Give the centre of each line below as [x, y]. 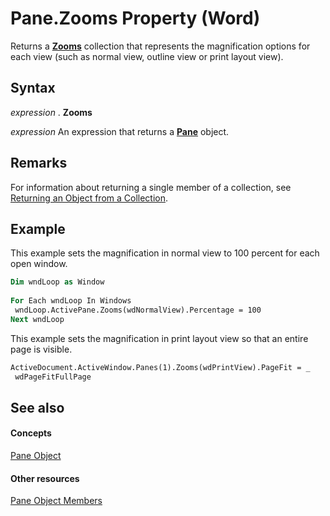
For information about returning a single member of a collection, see [151, 187]
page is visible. [41, 349]
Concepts [31, 433]
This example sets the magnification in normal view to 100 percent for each [165, 253]
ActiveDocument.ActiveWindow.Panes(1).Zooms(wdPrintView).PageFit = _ [160, 367]
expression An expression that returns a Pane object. [120, 131]
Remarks [39, 163]
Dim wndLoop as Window [57, 282]
